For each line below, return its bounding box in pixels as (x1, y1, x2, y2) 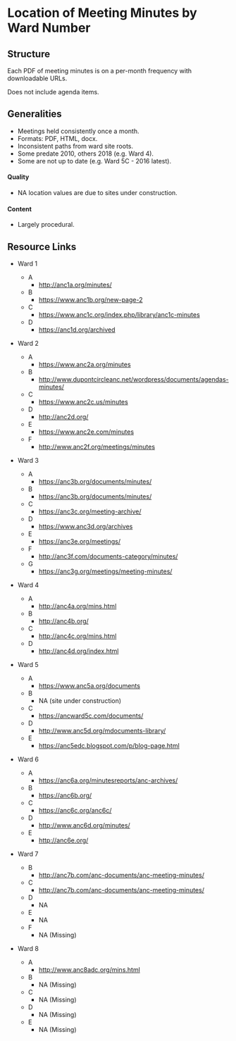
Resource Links (7, 241, 77, 253)
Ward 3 (17, 456, 39, 465)
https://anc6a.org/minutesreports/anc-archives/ (38, 776, 178, 785)
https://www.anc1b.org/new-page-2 (38, 296, 143, 304)
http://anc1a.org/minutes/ (38, 280, 113, 289)
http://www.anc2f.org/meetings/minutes (38, 442, 156, 451)
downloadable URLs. (7, 74, 68, 82)
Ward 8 (17, 945, 39, 953)
